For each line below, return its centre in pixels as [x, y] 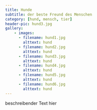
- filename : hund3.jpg [42, 56]
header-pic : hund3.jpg [29, 24]
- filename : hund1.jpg [42, 38]
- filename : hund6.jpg [42, 84]
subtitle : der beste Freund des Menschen [49, 14]
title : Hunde [19, 10]
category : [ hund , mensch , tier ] [39, 19]
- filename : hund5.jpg [42, 75]
